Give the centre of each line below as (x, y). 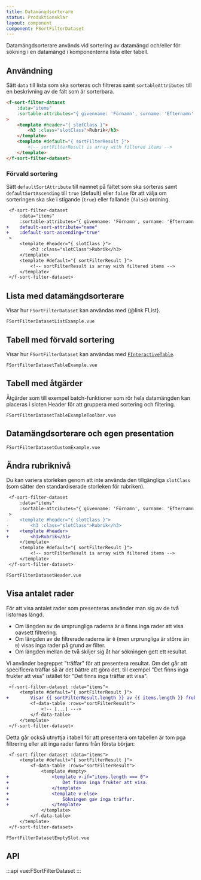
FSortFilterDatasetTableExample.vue (52, 365)
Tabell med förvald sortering (60, 340)
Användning (30, 70)
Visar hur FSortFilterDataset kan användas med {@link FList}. (83, 311)
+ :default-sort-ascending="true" (53, 233)
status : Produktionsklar (37, 17)
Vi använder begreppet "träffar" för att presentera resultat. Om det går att (97, 663)
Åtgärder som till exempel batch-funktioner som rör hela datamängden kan (98, 398)
